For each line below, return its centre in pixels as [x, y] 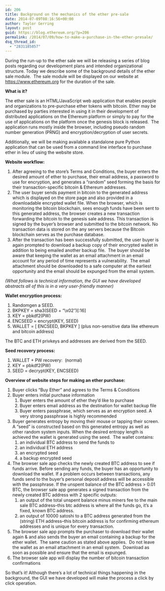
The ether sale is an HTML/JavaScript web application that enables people [81, 101]
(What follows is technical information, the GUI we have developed [73, 281]
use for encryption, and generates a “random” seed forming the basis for [86, 182]
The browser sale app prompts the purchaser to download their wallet [83, 531]
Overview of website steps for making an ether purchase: [65, 380]
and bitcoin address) [33, 331]
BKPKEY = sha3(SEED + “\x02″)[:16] [49, 310]
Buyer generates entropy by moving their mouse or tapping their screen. [85, 421]
